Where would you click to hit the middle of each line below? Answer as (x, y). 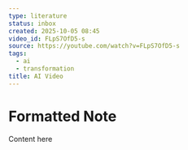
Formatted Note (63, 116)
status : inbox (33, 24)
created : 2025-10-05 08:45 (54, 31)
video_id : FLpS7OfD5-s (47, 39)
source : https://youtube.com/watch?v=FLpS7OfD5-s (94, 46)
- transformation (45, 69)
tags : (17, 54)
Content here (31, 139)
